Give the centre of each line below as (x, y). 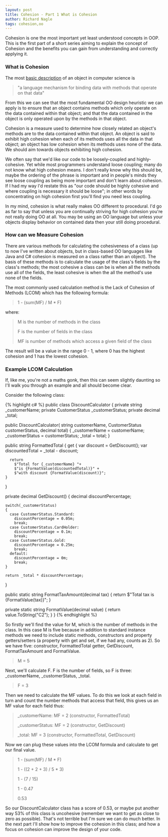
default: (19, 554)
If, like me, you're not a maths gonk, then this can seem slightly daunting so (83, 380)
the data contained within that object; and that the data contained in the (79, 113)
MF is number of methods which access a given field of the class (84, 341)
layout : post (19, 10)
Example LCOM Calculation (39, 369)
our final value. (20, 750)
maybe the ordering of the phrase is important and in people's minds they (81, 175)
